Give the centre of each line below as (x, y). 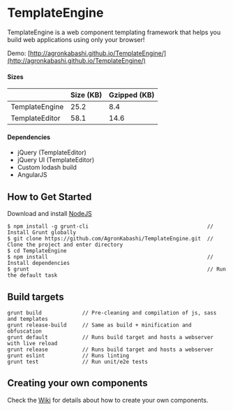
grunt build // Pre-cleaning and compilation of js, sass (112, 312)
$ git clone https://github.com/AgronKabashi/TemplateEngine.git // (111, 239)
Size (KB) (87, 95)
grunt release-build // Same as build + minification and (99, 325)
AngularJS (32, 175)
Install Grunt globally (42, 233)
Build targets (36, 297)
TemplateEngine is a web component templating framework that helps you (114, 32)
